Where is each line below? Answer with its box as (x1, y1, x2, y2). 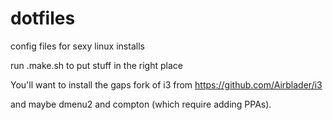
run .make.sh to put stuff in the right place (10, 59, 183, 71)
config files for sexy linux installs (10, 40, 145, 52)
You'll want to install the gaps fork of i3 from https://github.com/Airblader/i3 (10, 78, 323, 91)
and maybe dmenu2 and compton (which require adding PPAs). (10, 98, 272, 110)
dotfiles (10, 7, 76, 30)
